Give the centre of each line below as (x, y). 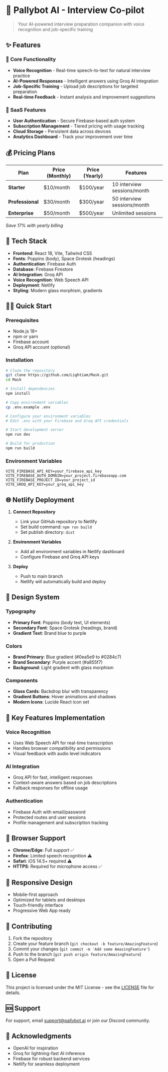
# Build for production (30, 444)
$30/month (57, 202)
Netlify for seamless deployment (46, 1064)
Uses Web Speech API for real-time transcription (63, 743)
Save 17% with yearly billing (34, 225)
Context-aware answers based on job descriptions (65, 783)
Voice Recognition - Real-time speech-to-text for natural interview (82, 70)
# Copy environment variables (37, 402)
